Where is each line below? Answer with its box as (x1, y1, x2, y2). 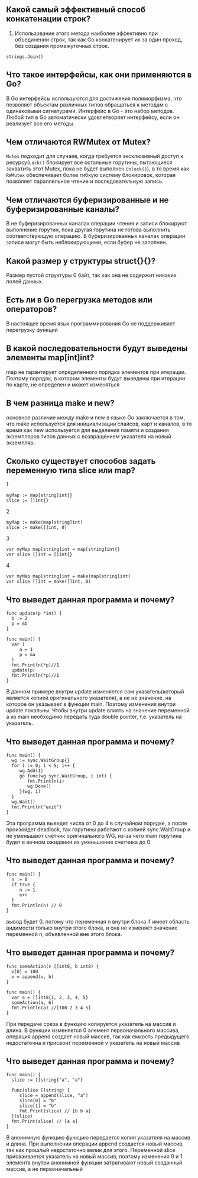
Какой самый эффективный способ (6, 5, 146, 15)
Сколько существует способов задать (6, 456, 156, 466)
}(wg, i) (19, 788, 41, 795)
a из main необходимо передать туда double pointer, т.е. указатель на (6, 713, 182, 721)
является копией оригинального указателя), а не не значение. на (6, 695, 171, 702)
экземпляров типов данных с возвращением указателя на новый (6, 433, 171, 440)
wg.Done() (27, 783, 51, 789)
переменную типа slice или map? (6, 465, 136, 475)
